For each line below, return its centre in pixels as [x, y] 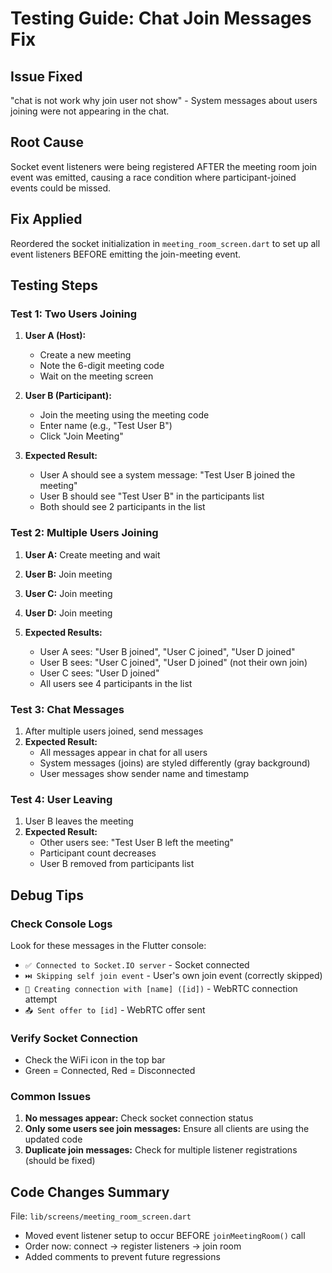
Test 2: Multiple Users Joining [84, 533]
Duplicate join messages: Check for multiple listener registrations [161, 1150]
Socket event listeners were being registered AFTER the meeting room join [164, 166]
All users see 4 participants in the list [116, 683]
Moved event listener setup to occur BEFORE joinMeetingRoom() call [165, 1236]
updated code [53, 1139]
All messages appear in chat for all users [123, 752]
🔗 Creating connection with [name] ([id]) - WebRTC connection [161, 988]
